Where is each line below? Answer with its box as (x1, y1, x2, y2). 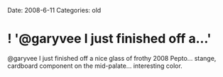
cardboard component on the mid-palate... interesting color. (7, 61, 183, 70)
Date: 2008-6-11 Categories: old (7, 6, 102, 14)
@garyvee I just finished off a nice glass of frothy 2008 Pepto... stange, (7, 54, 217, 62)
